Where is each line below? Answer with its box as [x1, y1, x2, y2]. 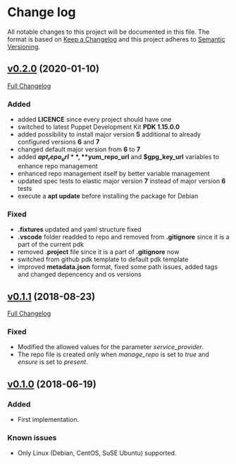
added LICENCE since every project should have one [17, 115, 172, 124]
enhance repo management [17, 161, 99, 170]
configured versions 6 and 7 [17, 138, 100, 146]
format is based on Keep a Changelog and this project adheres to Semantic [7, 35, 225, 43]
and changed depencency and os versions [17, 270, 142, 279]
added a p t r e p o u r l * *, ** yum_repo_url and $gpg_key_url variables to [17, 153, 220, 163]
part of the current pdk [17, 240, 85, 249]
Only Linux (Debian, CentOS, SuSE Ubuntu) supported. [17, 449, 177, 458]
